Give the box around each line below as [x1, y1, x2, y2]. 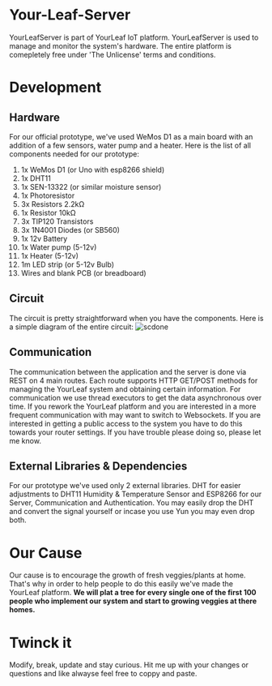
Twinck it [9, 633, 72, 652]
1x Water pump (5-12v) [20, 242, 97, 252]
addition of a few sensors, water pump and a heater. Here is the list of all [9, 140, 252, 150]
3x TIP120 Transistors [20, 217, 94, 226]
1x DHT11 [20, 173, 52, 183]
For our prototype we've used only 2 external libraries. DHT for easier [9, 481, 241, 491]
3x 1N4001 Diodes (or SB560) [20, 225, 121, 234]
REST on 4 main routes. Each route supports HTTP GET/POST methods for [9, 375, 258, 385]
